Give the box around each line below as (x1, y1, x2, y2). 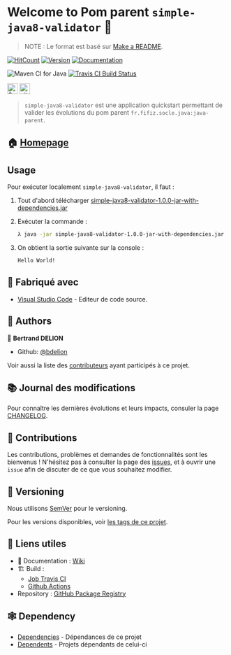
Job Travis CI (27, 575, 66, 583)
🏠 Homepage (7, 137, 69, 149)
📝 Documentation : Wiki (17, 556, 85, 565)
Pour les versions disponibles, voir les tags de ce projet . (7, 517, 168, 526)
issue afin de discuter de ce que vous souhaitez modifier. (7, 465, 172, 474)
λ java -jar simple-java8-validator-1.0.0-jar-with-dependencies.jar (17, 231, 225, 238)
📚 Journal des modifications (7, 382, 136, 394)
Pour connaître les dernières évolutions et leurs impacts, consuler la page (7, 404, 219, 413)
